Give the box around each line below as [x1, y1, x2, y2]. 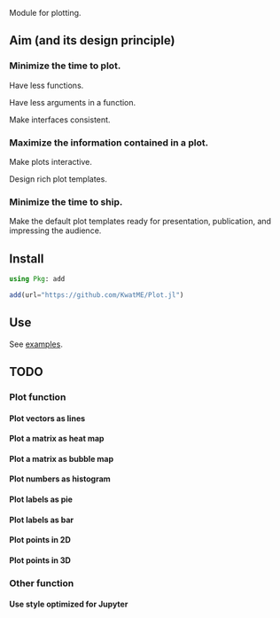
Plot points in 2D [9, 535, 71, 545]
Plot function [9, 390, 66, 403]
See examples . [9, 339, 64, 349]
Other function [9, 576, 74, 589]
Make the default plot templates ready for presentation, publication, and [9, 216, 272, 227]
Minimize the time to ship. [9, 195, 123, 207]
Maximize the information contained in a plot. [9, 137, 209, 149]
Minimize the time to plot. [9, 59, 121, 72]
